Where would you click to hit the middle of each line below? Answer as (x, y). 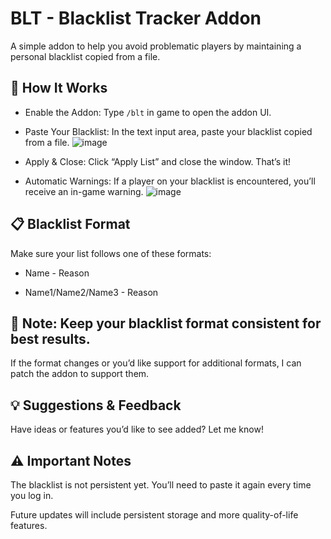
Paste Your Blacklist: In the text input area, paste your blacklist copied (168, 131)
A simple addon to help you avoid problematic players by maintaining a (156, 46)
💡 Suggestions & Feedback (96, 405)
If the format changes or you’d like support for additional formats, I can (156, 363)
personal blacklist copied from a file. (85, 56)
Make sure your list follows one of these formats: (111, 253)
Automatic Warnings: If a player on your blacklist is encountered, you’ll (170, 181)
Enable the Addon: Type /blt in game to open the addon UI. (148, 112)
